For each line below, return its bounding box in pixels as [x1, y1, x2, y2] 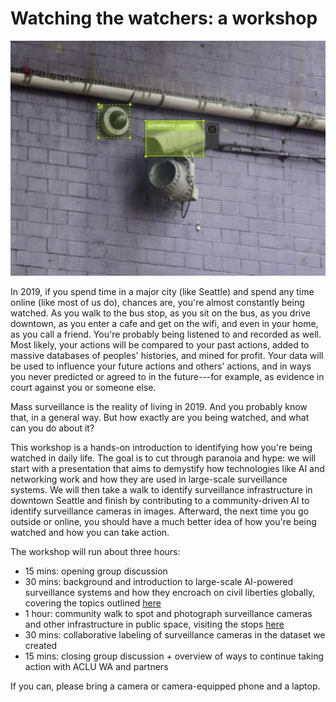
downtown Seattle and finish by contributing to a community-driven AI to [10, 494, 310, 506]
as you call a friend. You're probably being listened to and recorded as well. [10, 328, 322, 340]
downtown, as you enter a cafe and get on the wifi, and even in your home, [10, 317, 319, 329]
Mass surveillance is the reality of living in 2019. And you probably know [10, 400, 308, 412]
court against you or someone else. [10, 381, 157, 393]
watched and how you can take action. [10, 526, 170, 538]
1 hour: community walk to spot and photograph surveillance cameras [24, 607, 313, 619]
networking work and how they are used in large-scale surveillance [10, 473, 288, 485]
